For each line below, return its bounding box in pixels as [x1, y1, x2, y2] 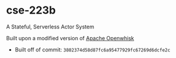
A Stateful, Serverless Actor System [6, 23, 94, 30]
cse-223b [6, 4, 56, 17]
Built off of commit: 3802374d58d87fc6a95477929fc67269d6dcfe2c [14, 46, 171, 53]
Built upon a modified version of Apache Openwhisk [6, 34, 134, 41]
